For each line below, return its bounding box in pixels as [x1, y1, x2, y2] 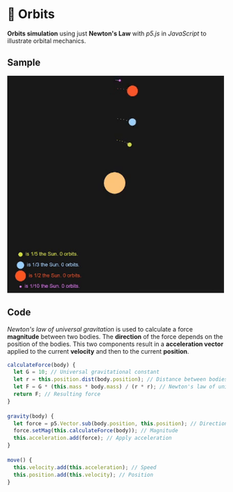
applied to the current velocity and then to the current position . [7, 347, 189, 355]
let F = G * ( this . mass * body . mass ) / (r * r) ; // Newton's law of [13, 384, 216, 391]
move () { [7, 457, 33, 464]
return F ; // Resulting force [13, 391, 101, 398]
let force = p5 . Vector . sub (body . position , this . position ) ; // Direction [13, 420, 228, 427]
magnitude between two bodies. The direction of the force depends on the [7, 332, 223, 341]
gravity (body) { [7, 413, 54, 420]
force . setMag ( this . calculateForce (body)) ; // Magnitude [13, 427, 178, 434]
